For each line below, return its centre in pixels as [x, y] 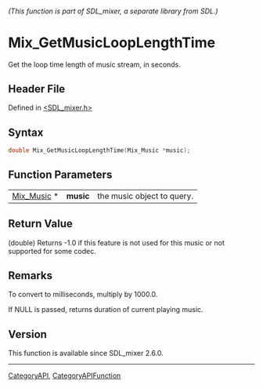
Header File [37, 89]
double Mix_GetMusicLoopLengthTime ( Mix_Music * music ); [99, 150]
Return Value [40, 224]
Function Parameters [60, 175]
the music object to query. [146, 196]
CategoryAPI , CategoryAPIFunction [65, 375]
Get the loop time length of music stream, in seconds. [95, 64]
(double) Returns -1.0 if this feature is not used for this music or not [117, 242]
